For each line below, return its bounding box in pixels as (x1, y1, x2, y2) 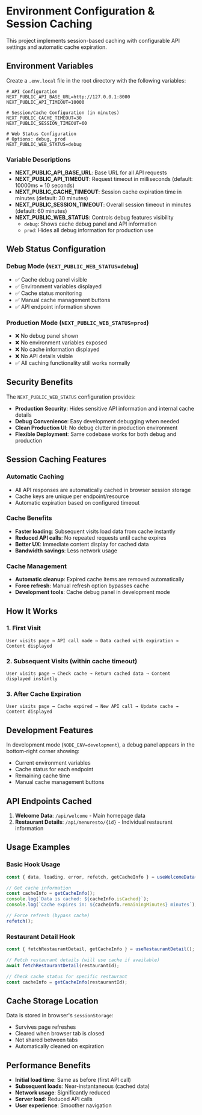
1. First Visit (6, 624, 41, 633)
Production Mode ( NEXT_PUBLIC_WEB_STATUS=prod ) (6, 318, 149, 327)
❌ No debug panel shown (14, 332, 79, 340)
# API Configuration (6, 89, 58, 95)
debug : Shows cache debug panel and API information (23, 220, 158, 227)
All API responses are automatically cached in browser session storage (14, 486, 191, 493)
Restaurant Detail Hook (6, 932, 75, 941)
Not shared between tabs (14, 1036, 78, 1044)
